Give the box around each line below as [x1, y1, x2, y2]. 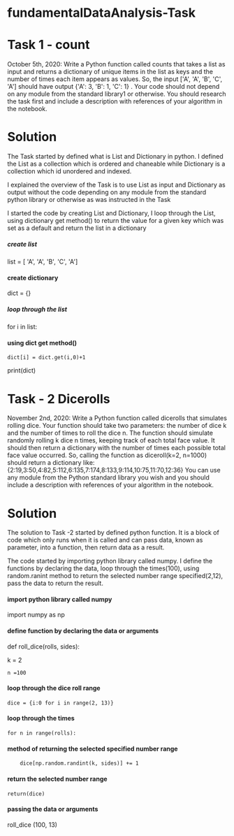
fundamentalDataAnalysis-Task [7, 5, 196, 21]
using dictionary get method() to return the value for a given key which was [7, 217, 224, 225]
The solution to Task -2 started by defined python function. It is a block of [7, 528, 220, 537]
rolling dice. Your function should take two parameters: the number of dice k [7, 421, 227, 430]
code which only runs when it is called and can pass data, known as [7, 536, 203, 545]
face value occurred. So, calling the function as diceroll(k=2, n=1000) [7, 451, 207, 459]
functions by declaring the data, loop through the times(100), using [7, 564, 200, 572]
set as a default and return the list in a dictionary [7, 224, 147, 232]
